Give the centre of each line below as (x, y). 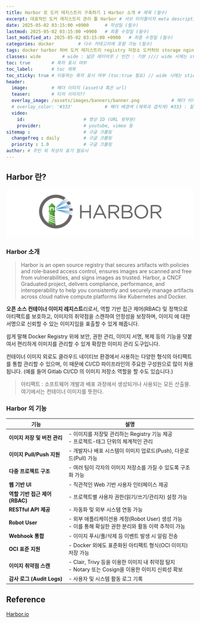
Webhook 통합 (26, 535)
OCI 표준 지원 (24, 549)
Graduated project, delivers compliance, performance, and (93, 284)
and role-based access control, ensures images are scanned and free (106, 271)
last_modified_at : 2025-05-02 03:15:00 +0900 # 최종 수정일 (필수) (90, 38)
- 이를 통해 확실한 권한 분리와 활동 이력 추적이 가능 (127, 527)
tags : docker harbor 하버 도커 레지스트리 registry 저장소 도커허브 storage (93, 51)
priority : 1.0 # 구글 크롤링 (62, 145)
